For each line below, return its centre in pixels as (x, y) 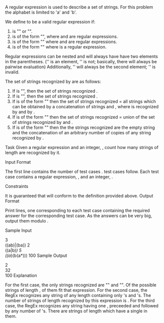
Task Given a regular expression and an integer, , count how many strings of (82, 147)
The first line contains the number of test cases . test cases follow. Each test (82, 172)
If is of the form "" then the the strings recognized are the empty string (83, 127)
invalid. (12, 72)
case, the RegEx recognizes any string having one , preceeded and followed (82, 306)
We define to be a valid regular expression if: (50, 22)
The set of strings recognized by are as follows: (53, 81)
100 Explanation (21, 275)
